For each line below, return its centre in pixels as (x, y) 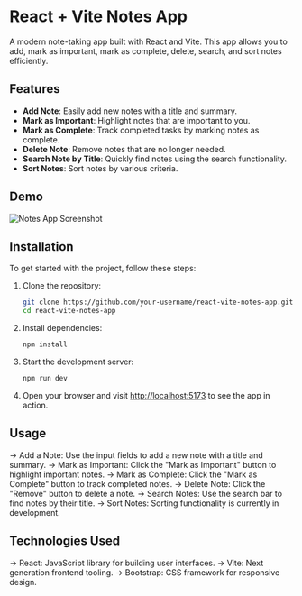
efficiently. (29, 60)
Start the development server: (78, 362)
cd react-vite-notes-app (69, 311)
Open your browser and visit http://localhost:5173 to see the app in (146, 395)
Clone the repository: (62, 286)
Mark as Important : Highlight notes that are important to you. (136, 120)
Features (35, 89)
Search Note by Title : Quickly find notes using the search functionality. (154, 159)
